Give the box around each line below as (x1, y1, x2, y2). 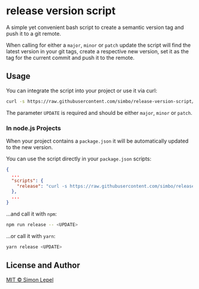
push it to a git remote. (6, 30, 61, 37)
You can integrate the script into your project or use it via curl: (6, 87, 158, 94)
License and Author (6, 261, 81, 271)
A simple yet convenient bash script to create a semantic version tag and (6, 24, 184, 31)
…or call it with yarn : (6, 232, 56, 239)
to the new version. (6, 143, 53, 150)
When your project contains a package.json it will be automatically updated (6, 137, 189, 144)
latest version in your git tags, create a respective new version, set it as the (6, 47, 189, 54)
